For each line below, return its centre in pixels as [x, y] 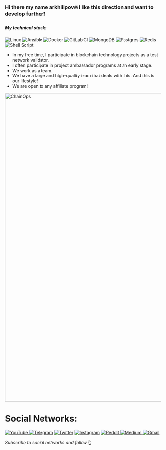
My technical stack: [26, 27]
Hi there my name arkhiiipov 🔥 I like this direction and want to [79, 7]
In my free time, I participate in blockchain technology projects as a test [85, 55]
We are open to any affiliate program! [50, 86]
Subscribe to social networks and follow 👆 [48, 442]
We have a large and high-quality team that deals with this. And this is [83, 75]
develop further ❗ [25, 14]
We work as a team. [32, 70]
